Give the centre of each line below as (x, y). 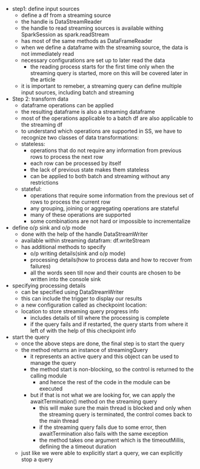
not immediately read (48, 54)
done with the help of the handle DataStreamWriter (85, 234)
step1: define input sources (46, 9)
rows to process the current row (70, 202)
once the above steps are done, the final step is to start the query (103, 344)
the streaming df (42, 125)
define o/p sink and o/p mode (49, 228)
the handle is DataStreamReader (62, 22)
